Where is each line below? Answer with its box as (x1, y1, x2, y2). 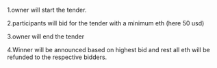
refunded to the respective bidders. (7, 53, 107, 61)
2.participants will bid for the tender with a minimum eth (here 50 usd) (7, 19, 205, 27)
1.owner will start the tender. (7, 6, 87, 14)
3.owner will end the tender (7, 32, 84, 41)
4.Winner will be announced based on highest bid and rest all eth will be (7, 46, 210, 54)
